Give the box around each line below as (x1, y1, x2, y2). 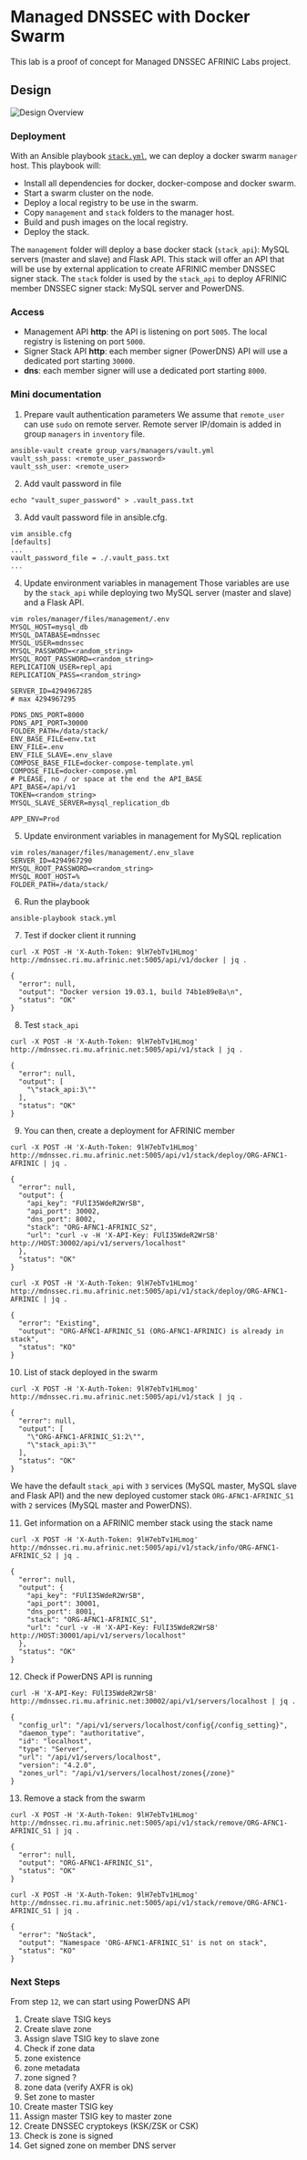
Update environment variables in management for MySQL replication (23, 830, 281, 842)
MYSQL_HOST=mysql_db (10, 622, 89, 631)
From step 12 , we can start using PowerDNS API (10, 1996, 190, 2006)
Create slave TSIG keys (23, 2013, 112, 2025)
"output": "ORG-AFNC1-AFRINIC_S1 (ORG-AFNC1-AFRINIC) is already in (18, 1327, 284, 1336)
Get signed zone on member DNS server (23, 2140, 177, 2151)
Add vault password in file (23, 478, 122, 489)
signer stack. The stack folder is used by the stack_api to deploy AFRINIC (10, 273, 288, 284)
